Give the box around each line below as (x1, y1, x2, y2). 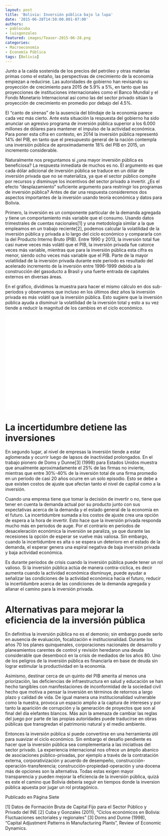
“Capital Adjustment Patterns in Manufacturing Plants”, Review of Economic (5, 820, 161, 826)
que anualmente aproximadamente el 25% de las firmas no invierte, (5, 465, 145, 471)
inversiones (5, 432, 56, 444)
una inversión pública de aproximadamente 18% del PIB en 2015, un (5, 142, 145, 148)
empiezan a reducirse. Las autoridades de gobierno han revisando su (5, 79, 149, 85)
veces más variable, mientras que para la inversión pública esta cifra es (5, 247, 153, 253)
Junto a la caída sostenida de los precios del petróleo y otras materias (5, 68, 150, 74)
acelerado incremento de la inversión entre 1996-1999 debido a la (5, 263, 141, 269)
